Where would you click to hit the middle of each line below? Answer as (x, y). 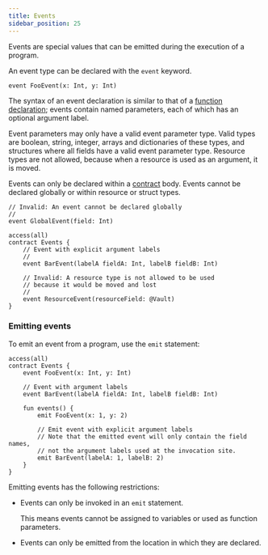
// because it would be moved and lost (90, 285)
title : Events (32, 16)
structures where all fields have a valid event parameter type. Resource (127, 150)
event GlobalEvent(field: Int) (61, 221)
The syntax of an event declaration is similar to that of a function (116, 100)
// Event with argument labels (75, 387)
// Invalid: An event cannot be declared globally (95, 207)
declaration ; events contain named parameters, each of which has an (124, 109)
